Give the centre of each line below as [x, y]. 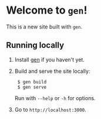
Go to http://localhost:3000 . [50, 110]
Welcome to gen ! [47, 10]
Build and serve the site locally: [52, 71]
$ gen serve [32, 87]
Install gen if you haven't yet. [50, 59]
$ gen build [32, 82]
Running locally [35, 45]
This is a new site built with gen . [44, 27]
